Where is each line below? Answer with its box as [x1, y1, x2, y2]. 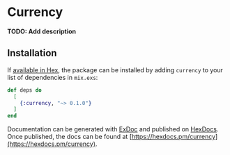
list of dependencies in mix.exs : [7, 73, 98, 81]
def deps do [7, 86, 42, 94]
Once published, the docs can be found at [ [7, 133, 132, 141]
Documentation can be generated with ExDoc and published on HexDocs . [7, 125, 219, 133]
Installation [7, 47, 57, 59]
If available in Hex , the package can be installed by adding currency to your [7, 65, 223, 74]
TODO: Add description [7, 27, 77, 35]
